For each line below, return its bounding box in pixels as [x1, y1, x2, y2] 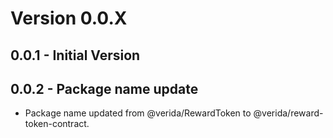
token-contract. [24, 118, 90, 130]
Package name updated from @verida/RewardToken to [24, 107, 252, 119]
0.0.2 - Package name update [10, 80, 199, 97]
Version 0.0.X [10, 7, 128, 30]
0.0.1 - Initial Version [10, 47, 141, 64]
